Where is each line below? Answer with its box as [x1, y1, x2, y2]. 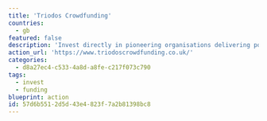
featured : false [8, 33, 62, 42]
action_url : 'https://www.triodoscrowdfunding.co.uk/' [8, 49, 194, 57]
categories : [8, 57, 48, 64]
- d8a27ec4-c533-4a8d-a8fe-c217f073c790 [15, 64, 151, 72]
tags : [8, 71, 26, 79]
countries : [8, 19, 44, 27]
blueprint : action [8, 93, 69, 101]
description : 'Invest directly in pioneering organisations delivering [8, 41, 250, 49]
